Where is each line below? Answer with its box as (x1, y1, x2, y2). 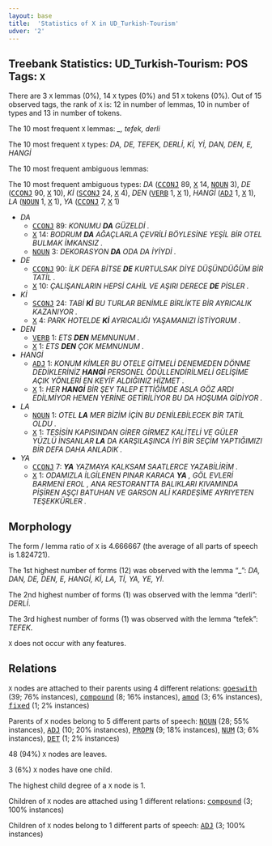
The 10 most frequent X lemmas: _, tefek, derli (8, 124, 160, 134)
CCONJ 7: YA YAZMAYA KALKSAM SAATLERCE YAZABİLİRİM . (32, 462, 239, 472)
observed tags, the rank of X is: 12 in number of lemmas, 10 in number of (8, 100, 249, 109)
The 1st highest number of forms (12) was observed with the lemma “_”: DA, (8, 566, 261, 575)
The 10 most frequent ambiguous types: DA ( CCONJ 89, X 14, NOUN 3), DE (8, 180, 251, 189)
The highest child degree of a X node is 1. (8, 780, 146, 790)
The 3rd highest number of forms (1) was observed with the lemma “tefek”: (8, 614, 258, 623)
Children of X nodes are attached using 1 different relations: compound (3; (8, 796, 253, 806)
